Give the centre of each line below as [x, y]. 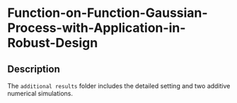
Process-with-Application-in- [97, 28]
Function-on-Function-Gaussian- [108, 13]
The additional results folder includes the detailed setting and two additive [119, 86]
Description [34, 69]
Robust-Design [53, 43]
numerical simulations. [40, 93]
